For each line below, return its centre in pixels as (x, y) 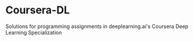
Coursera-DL (38, 10)
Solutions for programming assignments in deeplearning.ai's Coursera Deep (97, 26)
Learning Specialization (34, 32)
